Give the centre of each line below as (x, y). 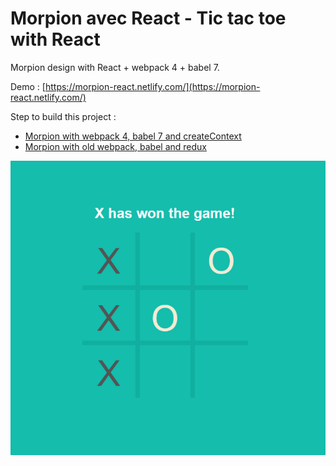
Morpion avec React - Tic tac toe (148, 18)
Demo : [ (28, 86)
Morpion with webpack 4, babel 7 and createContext (133, 136)
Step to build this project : (63, 116)
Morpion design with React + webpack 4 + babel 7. (115, 67)
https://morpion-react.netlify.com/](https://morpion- (152, 86)
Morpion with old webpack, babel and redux (115, 146)
